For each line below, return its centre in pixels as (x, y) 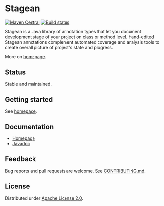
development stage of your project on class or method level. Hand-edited (80, 37)
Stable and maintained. (28, 84)
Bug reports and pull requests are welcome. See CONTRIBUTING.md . (76, 171)
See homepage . (21, 111)
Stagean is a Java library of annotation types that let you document (73, 31)
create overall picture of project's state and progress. (59, 47)
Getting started (29, 99)
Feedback (21, 159)
